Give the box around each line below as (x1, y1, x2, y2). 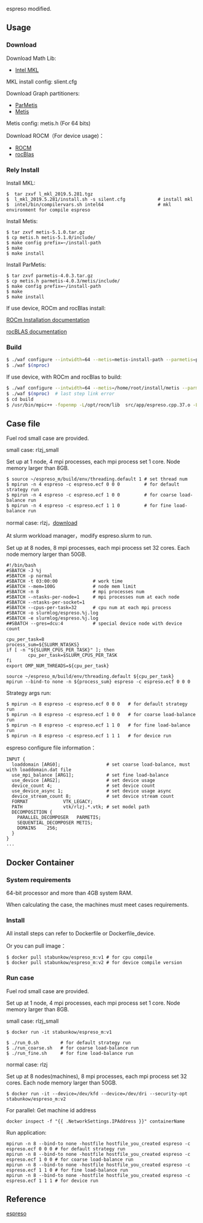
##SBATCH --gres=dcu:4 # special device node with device (6, 621, 182, 627)
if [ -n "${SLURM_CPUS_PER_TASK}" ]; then (6, 647, 115, 653)
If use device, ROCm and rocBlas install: (6, 304, 106, 311)
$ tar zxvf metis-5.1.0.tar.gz (6, 229, 85, 235)
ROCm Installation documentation (6, 316, 90, 323)
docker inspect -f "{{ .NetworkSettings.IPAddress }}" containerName (6, 1118, 185, 1124)
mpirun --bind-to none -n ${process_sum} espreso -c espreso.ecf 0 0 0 (6, 679, 190, 685)
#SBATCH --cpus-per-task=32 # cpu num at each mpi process (6, 605, 172, 611)
